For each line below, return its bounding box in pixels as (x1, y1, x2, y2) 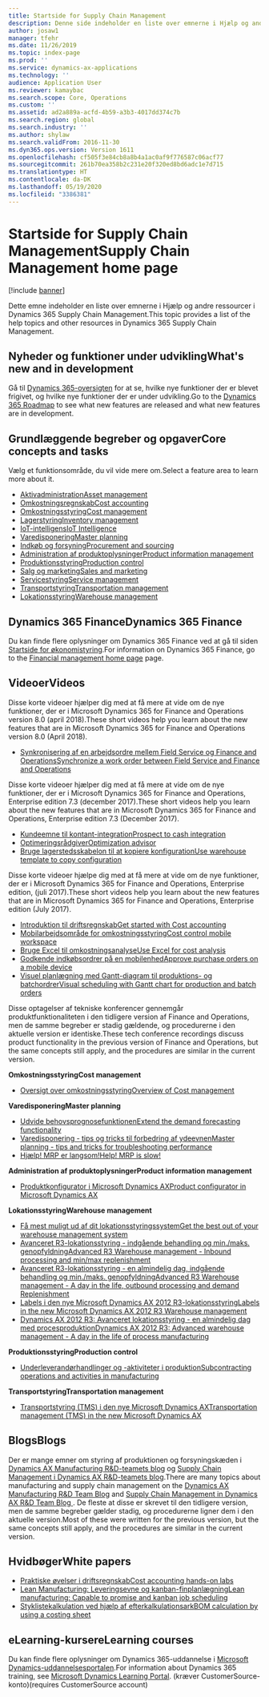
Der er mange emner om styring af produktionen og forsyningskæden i (8, 1454, 243, 1465)
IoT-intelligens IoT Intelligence (19, 524, 118, 533)
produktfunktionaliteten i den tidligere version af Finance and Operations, (8, 1012, 250, 1021)
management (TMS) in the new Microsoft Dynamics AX (19, 1410, 202, 1420)
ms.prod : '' (8, 57, 48, 65)
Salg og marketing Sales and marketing (19, 566, 148, 576)
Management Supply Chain (8, 242, 191, 260)
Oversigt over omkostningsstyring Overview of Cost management (19, 1085, 235, 1095)
